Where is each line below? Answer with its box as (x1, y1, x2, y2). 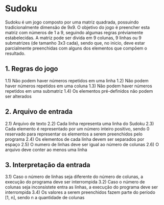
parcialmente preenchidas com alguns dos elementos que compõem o (5, 45, 147, 51)
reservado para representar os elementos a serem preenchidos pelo (5, 131, 143, 137)
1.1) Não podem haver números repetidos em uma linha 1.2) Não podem (5, 77, 149, 83)
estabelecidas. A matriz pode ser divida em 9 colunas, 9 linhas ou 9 (5, 35, 142, 41)
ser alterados (5, 93, 32, 99)
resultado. (5, 50, 25, 56)
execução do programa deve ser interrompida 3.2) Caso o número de (5, 179, 145, 185)
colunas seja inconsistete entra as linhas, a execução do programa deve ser (5, 184, 158, 190)
